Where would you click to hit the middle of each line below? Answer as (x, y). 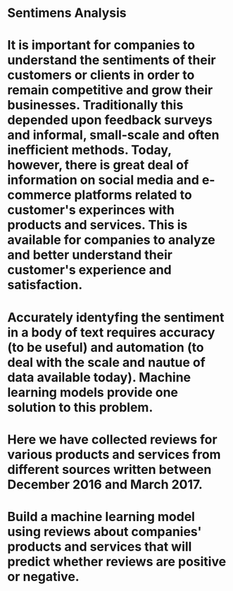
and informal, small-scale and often (113, 135)
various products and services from (114, 455)
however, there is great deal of (98, 165)
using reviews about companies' (105, 531)
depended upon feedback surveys (110, 120)
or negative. (43, 577)
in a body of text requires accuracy (111, 332)
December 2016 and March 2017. (105, 484)
